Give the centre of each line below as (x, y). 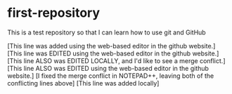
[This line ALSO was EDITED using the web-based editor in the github (108, 68)
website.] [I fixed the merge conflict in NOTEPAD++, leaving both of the (111, 76)
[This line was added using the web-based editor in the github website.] (111, 46)
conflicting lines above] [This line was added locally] (83, 83)
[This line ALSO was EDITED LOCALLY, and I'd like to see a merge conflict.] (116, 60)
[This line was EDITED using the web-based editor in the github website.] (113, 53)
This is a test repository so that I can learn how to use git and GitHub (107, 32)
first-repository (54, 13)
